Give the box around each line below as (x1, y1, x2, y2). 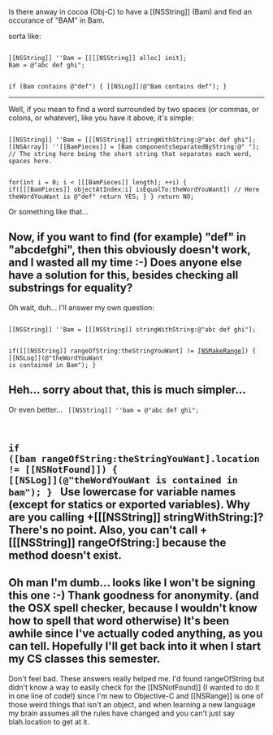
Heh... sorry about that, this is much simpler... (8, 383, 246, 397)
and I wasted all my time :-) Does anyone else (8, 256, 242, 270)
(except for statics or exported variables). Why (8, 498, 250, 512)
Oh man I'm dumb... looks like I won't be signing (8, 576, 256, 590)
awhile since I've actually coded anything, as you (8, 627, 263, 641)
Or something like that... (8, 207, 89, 216)
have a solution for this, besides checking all (8, 268, 239, 283)
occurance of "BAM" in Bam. (8, 15, 106, 25)
